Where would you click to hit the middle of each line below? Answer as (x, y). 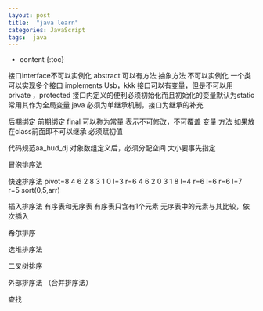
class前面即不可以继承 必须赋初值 (68, 132)
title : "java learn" (43, 23)
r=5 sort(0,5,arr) (34, 190)
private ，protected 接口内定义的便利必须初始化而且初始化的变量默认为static (131, 96)
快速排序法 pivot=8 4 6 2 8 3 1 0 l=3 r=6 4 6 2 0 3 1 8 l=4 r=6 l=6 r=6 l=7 (125, 182)
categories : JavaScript (47, 30)
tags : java (27, 37)
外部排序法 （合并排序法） (50, 283)
